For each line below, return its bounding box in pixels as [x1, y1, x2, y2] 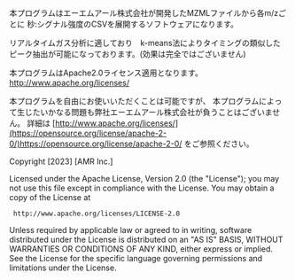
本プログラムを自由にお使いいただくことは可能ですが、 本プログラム [9, 96, 260, 106]
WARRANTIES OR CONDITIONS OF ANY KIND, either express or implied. [9, 244, 273, 254]
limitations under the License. [9, 262, 117, 273]
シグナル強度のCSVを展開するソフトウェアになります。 [36, 19, 239, 29]
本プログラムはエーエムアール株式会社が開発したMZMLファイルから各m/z [9, 8, 279, 18]
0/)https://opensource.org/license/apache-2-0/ [9, 138, 182, 149]
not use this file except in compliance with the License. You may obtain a [9, 183, 275, 193]
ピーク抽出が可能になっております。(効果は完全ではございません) [9, 49, 246, 59]
